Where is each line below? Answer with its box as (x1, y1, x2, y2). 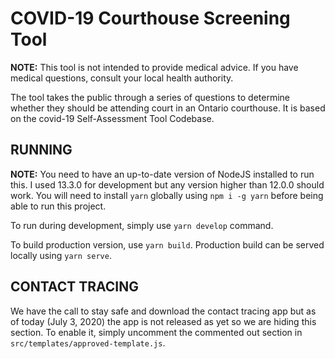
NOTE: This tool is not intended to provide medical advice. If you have (10, 61, 299, 73)
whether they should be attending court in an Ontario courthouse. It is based (10, 102, 326, 114)
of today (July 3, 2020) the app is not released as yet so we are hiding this (10, 315, 317, 327)
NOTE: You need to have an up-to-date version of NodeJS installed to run (10, 168, 315, 180)
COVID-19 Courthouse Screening (10, 7, 291, 30)
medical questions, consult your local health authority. (10, 72, 234, 84)
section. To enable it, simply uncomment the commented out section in (10, 326, 303, 338)
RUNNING (10, 142, 73, 159)
